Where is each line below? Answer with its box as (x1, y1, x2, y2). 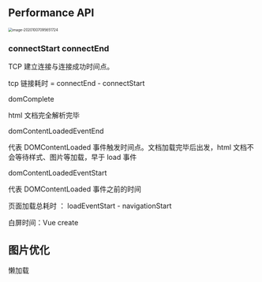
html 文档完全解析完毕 (8, 110, 80, 121)
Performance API (8, 6, 95, 20)
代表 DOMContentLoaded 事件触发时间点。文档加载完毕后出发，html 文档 (8, 143, 247, 152)
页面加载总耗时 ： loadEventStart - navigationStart (8, 201, 172, 211)
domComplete (8, 95, 54, 104)
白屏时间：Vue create (8, 218, 79, 228)
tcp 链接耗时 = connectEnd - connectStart (8, 79, 145, 88)
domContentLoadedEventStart (8, 169, 107, 178)
